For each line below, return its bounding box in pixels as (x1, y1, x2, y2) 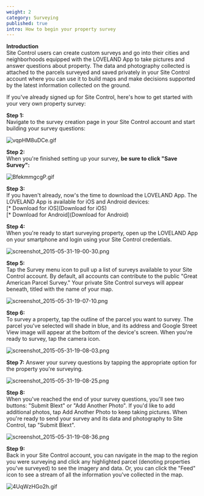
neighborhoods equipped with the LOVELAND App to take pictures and (6, 56, 185, 63)
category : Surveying (6, 15, 59, 21)
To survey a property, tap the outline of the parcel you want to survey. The (6, 316, 194, 323)
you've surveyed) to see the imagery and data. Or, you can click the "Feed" (6, 465, 196, 472)
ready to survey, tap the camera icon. (6, 335, 101, 343)
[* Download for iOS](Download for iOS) (6, 205, 107, 212)
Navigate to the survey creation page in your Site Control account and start (6, 119, 195, 126)
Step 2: (6, 148, 26, 156)
